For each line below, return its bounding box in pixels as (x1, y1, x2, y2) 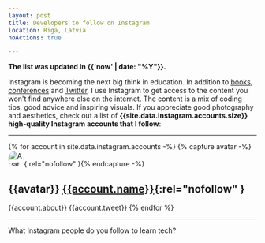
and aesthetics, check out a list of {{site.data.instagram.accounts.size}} (8, 111, 248, 121)
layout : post (8, 11, 51, 20)
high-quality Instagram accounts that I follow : (8, 119, 162, 129)
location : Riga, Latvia (8, 26, 87, 34)
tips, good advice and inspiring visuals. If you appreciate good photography (8, 103, 254, 112)
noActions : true (8, 33, 62, 42)
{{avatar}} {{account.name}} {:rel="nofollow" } (8, 182, 245, 196)
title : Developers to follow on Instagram (8, 19, 150, 27)
